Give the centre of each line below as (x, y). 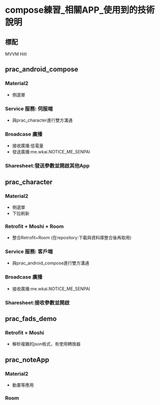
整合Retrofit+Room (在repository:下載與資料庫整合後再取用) (72, 238)
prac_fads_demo (31, 319)
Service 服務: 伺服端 (29, 108)
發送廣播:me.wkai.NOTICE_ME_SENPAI (51, 152)
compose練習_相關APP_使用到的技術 (80, 10)
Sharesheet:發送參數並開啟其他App (47, 166)
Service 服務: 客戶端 (29, 252)
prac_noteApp (27, 360)
